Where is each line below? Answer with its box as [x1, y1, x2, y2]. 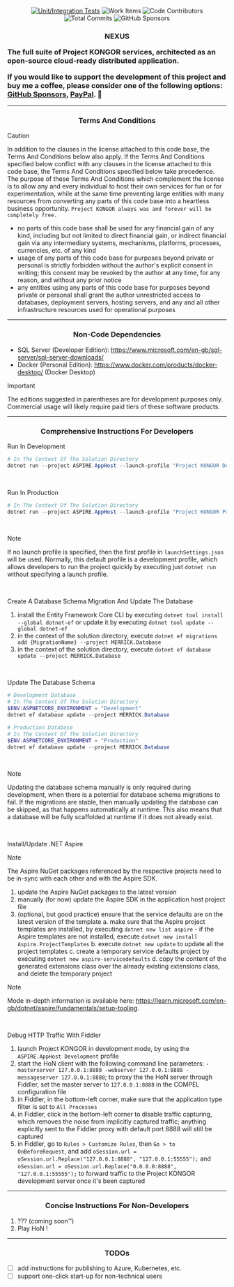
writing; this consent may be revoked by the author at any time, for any [17, 269, 221, 277]
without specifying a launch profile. [7, 570, 109, 579]
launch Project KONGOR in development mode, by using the [17, 1045, 190, 1053]
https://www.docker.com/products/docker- [93, 360, 218, 369]
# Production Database [7, 723, 73, 731]
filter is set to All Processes [17, 1103, 97, 1111]
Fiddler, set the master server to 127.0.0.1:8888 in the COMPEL [17, 1080, 200, 1089]
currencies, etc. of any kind [17, 247, 96, 255]
